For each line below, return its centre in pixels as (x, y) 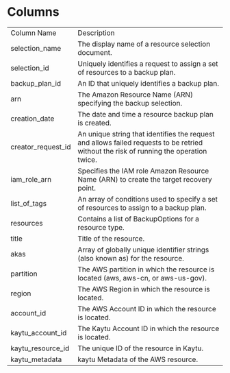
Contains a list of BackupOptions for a (139, 219)
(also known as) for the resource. (131, 258)
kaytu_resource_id (40, 348)
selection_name (36, 48)
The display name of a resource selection (144, 44)
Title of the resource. (111, 239)
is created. (94, 123)
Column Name (34, 33)
